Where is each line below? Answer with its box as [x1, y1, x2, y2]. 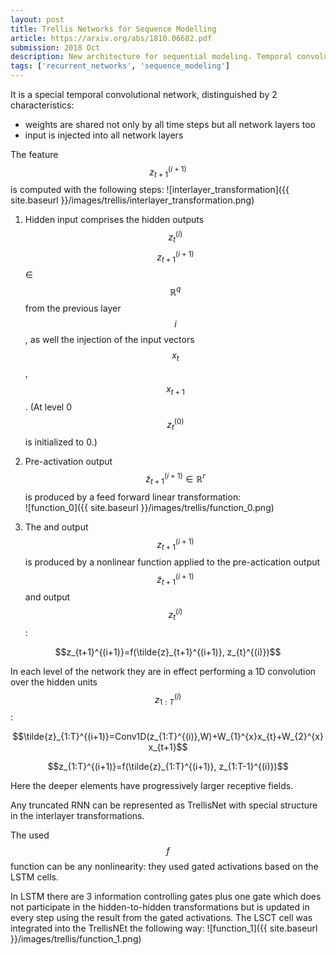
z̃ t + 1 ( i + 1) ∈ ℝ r [145, 471, 206, 487]
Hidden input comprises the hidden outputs [24, 214, 205, 226]
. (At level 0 [24, 401, 72, 413]
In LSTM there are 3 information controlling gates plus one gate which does [10, 891, 322, 903]
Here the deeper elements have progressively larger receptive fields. [10, 780, 294, 792]
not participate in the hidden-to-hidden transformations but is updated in [10, 901, 310, 913]
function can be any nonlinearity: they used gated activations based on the [10, 861, 319, 873]
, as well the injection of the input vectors [24, 334, 195, 346]
